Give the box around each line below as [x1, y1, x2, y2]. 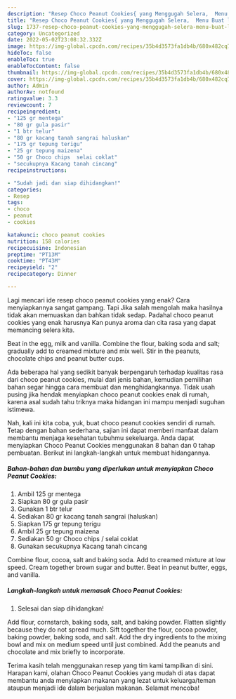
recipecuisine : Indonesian [7, 244, 86, 251]
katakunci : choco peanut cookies [7, 231, 105, 239]
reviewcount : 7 [7, 102, 52, 109]
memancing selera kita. [7, 326, 75, 334]
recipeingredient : [7, 108, 61, 115]
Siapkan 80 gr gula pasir [17, 497, 89, 505]
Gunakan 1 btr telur [17, 505, 72, 513]
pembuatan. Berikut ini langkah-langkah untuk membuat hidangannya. [7, 448, 211, 457]
